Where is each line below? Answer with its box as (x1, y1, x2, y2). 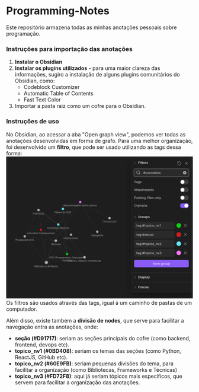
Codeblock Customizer (23, 84, 80, 91)
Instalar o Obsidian (14, 58, 63, 66)
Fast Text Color (23, 96, 61, 103)
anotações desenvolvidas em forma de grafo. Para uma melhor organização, (6, 137, 193, 144)
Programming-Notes (6, 4, 110, 18)
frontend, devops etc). (14, 341, 70, 348)
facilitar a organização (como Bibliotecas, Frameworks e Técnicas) (14, 366, 178, 373)
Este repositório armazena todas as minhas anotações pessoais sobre (6, 24, 177, 31)
